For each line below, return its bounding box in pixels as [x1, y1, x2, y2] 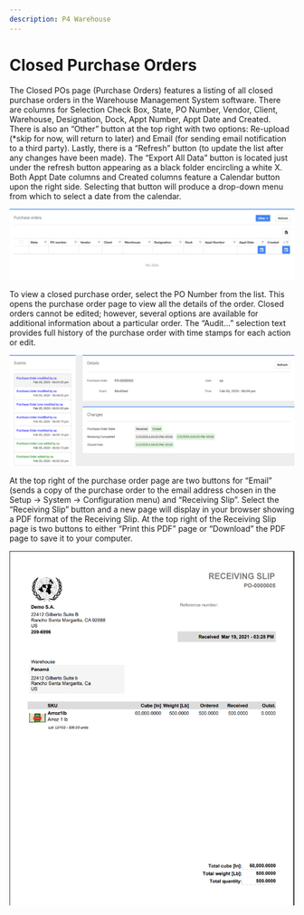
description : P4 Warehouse [9, 14, 111, 24]
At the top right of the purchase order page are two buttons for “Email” [9, 475, 273, 486]
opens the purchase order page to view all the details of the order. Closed [9, 298, 285, 309]
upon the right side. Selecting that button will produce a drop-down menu [9, 181, 283, 192]
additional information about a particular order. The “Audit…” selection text [9, 317, 287, 328]
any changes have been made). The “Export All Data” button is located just [9, 152, 288, 163]
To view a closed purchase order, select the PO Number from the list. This [9, 288, 285, 299]
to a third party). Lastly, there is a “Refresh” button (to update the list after [9, 142, 284, 153]
